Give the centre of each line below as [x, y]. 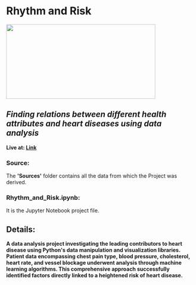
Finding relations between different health [86, 114]
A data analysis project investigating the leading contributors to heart [94, 244]
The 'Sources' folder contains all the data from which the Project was [92, 176]
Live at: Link [21, 147]
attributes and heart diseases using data [84, 124]
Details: [21, 229]
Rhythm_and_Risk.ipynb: [43, 197]
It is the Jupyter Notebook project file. [53, 210]
